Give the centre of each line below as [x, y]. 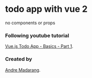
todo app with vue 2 [46, 9]
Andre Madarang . [23, 70]
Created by [19, 59]
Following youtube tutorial [37, 36]
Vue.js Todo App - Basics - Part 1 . [39, 46]
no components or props [30, 23]
